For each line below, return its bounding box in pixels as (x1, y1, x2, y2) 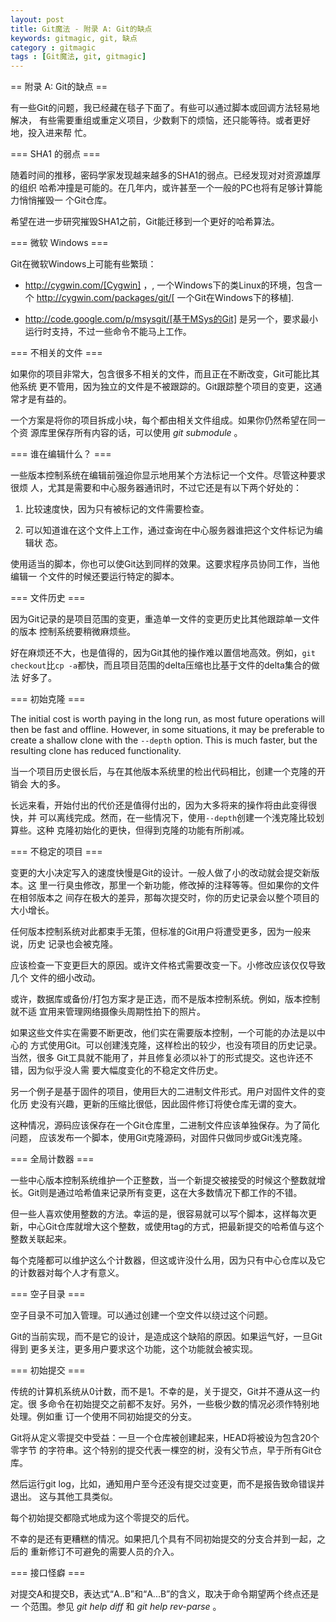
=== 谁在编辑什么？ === (10, 448, 112, 460)
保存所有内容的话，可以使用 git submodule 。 (56, 427, 243, 439)
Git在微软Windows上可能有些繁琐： (10, 258, 157, 270)
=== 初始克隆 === (10, 693, 86, 705)
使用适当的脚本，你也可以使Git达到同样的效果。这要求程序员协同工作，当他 (10, 558, 320, 570)
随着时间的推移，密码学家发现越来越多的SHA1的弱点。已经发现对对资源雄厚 (10, 169, 322, 181)
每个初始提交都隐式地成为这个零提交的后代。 (10, 1512, 195, 1524)
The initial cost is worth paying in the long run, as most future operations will (10, 713, 325, 725)
